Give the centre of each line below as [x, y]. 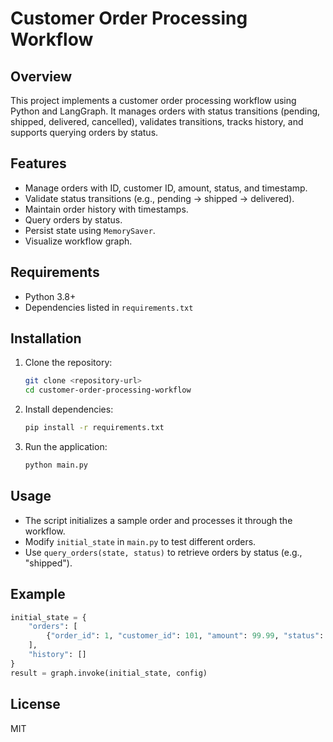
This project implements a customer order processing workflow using [153, 100]
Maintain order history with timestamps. [106, 209]
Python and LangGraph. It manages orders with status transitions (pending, [165, 111]
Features [38, 163]
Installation [46, 338]
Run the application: [66, 447]
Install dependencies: [69, 409]
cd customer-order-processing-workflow [108, 390]
